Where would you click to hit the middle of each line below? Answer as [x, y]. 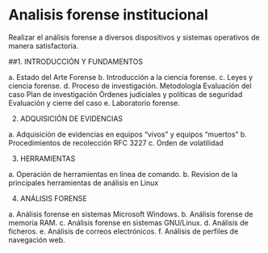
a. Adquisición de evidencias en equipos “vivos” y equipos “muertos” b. [128, 134]
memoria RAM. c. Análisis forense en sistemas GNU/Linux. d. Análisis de [128, 222]
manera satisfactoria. [44, 45]
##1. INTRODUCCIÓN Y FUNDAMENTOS [76, 61]
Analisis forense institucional [108, 15]
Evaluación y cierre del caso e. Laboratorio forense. [94, 103]
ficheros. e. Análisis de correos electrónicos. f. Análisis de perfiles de [124, 231]
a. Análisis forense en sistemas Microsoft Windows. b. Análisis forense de [131, 214]
